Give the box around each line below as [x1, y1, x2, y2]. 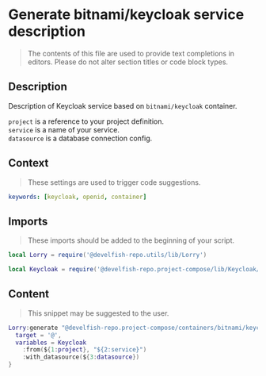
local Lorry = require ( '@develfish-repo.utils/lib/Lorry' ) [8, 251, 207, 259]
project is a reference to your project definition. [8, 117, 165, 126]
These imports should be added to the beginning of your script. [27, 236, 235, 245]
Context [8, 156, 49, 170]
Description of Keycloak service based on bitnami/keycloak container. [8, 101, 237, 110]
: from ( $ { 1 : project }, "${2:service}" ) [22, 346, 147, 354]
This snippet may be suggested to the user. [27, 308, 169, 318]
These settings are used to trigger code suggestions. [27, 177, 201, 187]
